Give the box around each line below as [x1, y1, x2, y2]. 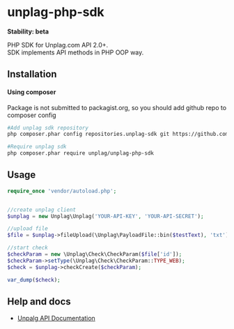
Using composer [7, 88, 56, 96]
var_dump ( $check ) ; [7, 276, 61, 283]
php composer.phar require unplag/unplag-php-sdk [7, 150, 155, 157]
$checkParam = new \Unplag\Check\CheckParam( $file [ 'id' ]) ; [7, 251, 182, 258]
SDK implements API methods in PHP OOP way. [7, 48, 144, 56]
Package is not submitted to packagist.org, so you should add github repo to [7, 103, 227, 112]
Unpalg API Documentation [17, 314, 95, 323]
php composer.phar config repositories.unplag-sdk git [7, 130, 170, 138]
